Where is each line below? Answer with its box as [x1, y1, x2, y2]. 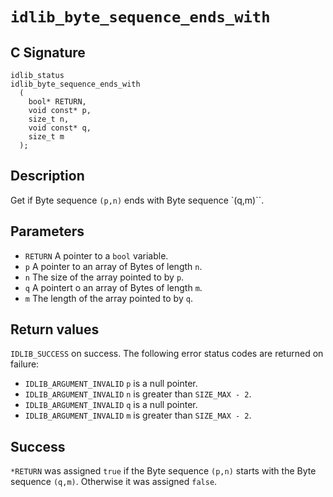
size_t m [28, 132, 65, 142]
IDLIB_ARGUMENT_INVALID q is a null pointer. [24, 399, 198, 411]
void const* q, [28, 123, 92, 133]
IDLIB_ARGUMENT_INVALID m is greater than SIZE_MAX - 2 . [24, 409, 252, 422]
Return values [10, 321, 100, 338]
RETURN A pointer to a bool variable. [24, 249, 169, 262]
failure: [10, 358, 40, 370]
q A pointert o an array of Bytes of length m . [24, 281, 203, 293]
